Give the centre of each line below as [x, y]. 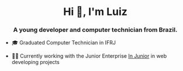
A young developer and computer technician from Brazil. [95, 30]
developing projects [35, 62]
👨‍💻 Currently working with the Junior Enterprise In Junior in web [89, 56]
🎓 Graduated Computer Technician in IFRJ [63, 43]
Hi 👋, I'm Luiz [95, 12]
